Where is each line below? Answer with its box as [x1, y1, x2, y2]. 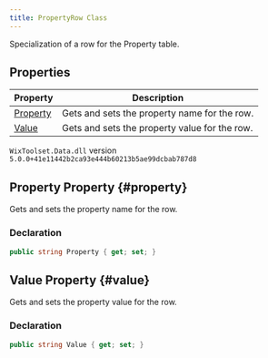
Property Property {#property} [9, 179, 188, 195]
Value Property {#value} [9, 272, 150, 288]
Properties [9, 65, 71, 80]
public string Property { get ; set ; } [9, 247, 156, 256]
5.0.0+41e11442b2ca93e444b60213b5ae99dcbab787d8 [9, 155, 197, 164]
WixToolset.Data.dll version [9, 145, 117, 156]
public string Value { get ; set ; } [9, 340, 144, 349]
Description [131, 92, 184, 105]
